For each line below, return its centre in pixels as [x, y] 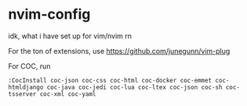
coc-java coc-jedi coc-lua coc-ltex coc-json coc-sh [134, 87]
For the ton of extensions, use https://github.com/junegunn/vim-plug [119, 51]
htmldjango [26, 87]
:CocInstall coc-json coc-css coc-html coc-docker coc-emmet [110, 80]
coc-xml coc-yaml [68, 94]
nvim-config [49, 14]
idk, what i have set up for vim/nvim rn [70, 36]
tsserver [22, 94]
